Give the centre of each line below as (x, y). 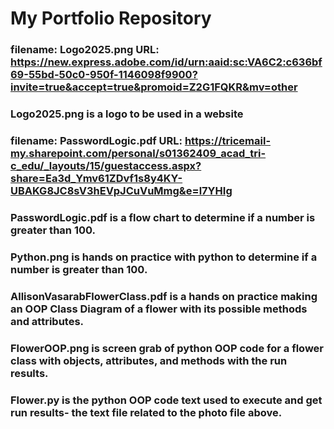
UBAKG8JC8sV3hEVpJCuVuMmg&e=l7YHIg (121, 190)
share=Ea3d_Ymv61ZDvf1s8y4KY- (96, 178)
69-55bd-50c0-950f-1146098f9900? (104, 75)
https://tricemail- (228, 140)
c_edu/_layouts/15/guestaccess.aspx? (106, 165)
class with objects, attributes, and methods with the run (149, 360)
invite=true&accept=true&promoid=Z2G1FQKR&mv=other (154, 87)
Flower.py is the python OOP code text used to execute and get (166, 400)
